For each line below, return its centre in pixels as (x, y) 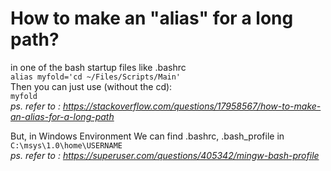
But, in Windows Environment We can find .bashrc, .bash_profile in (147, 136)
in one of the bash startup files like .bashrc (98, 67)
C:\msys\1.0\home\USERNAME (66, 145)
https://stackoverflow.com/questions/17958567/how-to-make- (192, 106)
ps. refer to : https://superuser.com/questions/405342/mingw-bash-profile (165, 155)
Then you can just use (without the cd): (91, 86)
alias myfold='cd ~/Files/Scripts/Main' (96, 77)
